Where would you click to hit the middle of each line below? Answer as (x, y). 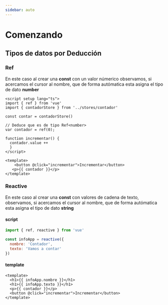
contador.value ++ (29, 143)
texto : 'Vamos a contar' (36, 249)
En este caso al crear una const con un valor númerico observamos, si (78, 79)
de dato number (22, 89)
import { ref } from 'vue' (33, 103)
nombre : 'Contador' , (31, 244)
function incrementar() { (32, 138)
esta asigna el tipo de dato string (39, 208)
